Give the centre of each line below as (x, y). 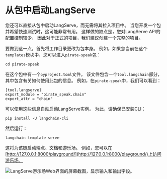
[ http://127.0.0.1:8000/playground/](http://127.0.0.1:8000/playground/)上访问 (83, 154)
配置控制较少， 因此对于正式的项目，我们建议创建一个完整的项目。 (74, 38)
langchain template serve (32, 138)
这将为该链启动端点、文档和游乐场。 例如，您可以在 (59, 148)
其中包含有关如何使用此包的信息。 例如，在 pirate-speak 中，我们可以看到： (83, 80)
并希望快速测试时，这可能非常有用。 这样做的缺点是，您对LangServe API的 (83, 31)
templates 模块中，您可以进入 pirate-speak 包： (53, 55)
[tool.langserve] (23, 90)
